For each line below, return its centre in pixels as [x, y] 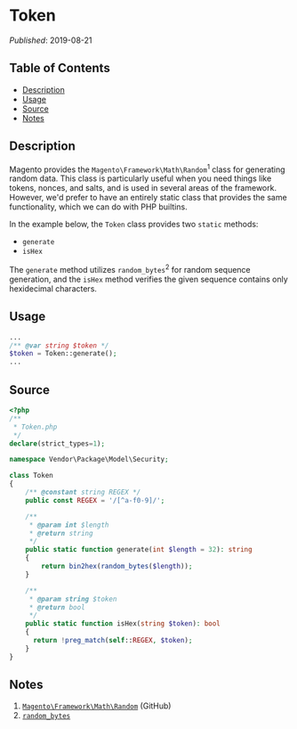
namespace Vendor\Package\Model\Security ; [89, 460]
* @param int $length [69, 525]
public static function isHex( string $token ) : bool [123, 624]
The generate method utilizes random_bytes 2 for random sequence [130, 269]
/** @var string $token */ [59, 345]
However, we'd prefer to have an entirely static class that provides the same [148, 198]
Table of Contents [60, 68]
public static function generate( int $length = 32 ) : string [139, 550]
